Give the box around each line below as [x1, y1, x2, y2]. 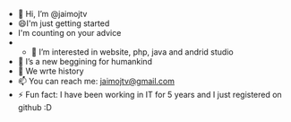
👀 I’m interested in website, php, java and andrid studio [30, 47, 235, 57]
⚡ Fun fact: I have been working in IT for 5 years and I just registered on [17, 90, 282, 100]
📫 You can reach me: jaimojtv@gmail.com [17, 76, 175, 86]
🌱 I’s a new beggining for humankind [17, 57, 152, 66]
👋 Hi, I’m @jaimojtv [17, 9, 88, 19]
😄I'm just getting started [17, 18, 110, 29]
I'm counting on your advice [17, 28, 122, 38]
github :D [17, 102, 52, 112]
